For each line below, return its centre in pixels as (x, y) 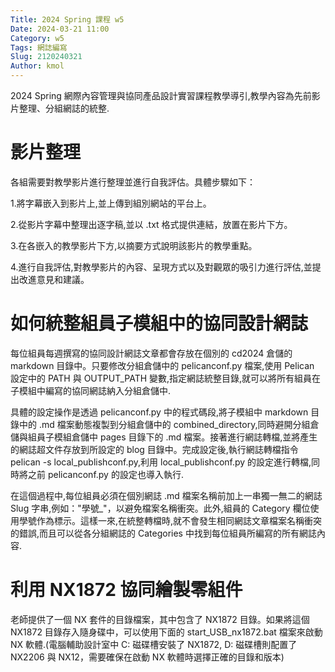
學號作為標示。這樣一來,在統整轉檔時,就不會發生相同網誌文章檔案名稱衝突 (170, 520)
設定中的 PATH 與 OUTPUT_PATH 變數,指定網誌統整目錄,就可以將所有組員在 (166, 378)
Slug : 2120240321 (46, 57)
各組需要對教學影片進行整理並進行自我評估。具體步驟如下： (133, 182)
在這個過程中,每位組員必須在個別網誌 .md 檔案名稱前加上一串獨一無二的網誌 (166, 495)
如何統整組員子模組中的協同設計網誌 (159, 323)
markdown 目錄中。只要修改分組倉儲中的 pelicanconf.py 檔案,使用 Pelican (162, 365)
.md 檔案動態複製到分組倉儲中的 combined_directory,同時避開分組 (174, 424)
